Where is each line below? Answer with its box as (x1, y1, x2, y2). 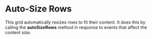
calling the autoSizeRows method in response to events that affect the (5, 24, 148, 30)
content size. (5, 29, 31, 35)
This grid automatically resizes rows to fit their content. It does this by (5, 19, 146, 25)
